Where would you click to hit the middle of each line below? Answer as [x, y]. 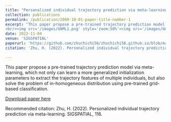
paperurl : [16, 43]
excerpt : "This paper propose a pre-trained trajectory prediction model [85, 24]
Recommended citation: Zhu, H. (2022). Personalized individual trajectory [82, 108]
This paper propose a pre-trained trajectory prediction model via [73, 67]
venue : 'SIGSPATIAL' [27, 39]
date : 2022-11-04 [24, 34]
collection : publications [33, 15]
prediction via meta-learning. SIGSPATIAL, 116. [54, 114]
